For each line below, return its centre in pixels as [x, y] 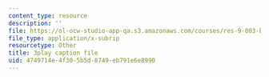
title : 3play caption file [53, 53]
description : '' [35, 23]
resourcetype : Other [43, 46]
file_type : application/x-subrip [64, 38]
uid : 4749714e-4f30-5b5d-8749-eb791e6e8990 [82, 61]
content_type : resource [48, 16]
